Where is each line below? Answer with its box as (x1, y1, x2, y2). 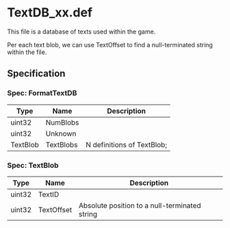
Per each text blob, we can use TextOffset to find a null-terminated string (7, 40, 214, 49)
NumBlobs (45, 118, 79, 127)
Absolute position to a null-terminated (78, 201, 201, 210)
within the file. (7, 48, 47, 56)
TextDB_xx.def (7, 5, 92, 21)
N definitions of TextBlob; (85, 140, 168, 149)
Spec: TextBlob (7, 160, 60, 170)
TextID (38, 190, 60, 199)
